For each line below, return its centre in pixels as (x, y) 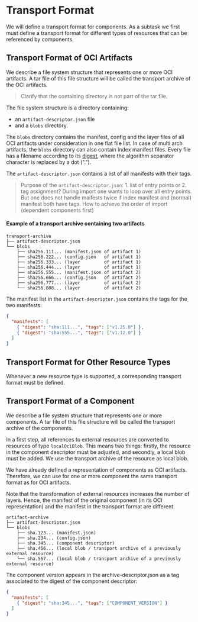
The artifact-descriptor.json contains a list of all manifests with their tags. (99, 173)
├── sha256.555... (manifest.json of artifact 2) (79, 272)
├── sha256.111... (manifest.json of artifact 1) (79, 252)
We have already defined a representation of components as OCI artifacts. (97, 470)
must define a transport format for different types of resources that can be (97, 33)
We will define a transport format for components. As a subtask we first (93, 27)
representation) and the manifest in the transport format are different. (91, 506)
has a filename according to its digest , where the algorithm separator (90, 156)
